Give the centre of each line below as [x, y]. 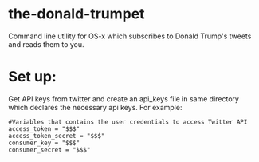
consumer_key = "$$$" [44, 143]
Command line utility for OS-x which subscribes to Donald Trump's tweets [130, 36]
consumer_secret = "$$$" [49, 150]
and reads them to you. [47, 44]
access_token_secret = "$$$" [57, 136]
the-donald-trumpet [77, 14]
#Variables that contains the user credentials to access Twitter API [128, 122]
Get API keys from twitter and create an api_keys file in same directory [124, 99]
